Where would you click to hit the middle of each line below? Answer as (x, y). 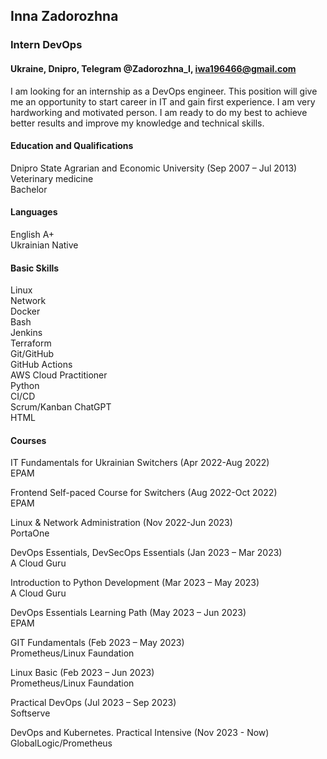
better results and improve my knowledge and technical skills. (137, 123)
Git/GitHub (32, 354)
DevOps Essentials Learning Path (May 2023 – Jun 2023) (128, 613)
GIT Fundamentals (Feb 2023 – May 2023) (97, 643)
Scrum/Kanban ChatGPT (61, 407)
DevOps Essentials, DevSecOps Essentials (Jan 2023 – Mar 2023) (146, 553)
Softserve (30, 713)
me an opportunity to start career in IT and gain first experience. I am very (163, 101)
